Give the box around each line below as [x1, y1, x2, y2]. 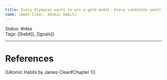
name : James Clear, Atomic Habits [5, 12, 77, 17]
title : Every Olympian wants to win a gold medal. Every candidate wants [5, 7, 162, 12]
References [5, 53, 54, 64]
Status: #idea [5, 25, 32, 31]
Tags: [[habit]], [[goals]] [5, 31, 54, 37]
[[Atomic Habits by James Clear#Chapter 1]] [5, 69, 96, 75]
